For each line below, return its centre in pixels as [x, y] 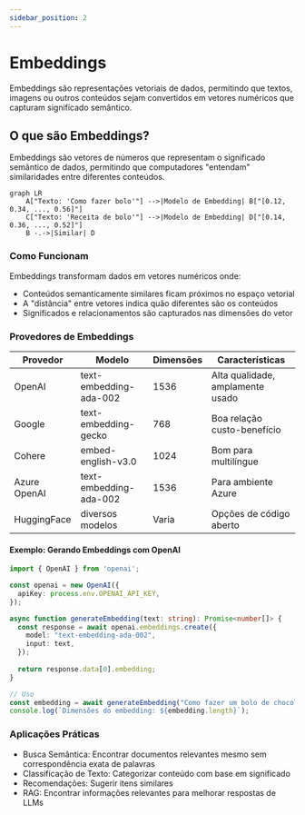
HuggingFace [43, 519]
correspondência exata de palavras [89, 763]
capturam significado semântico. [71, 107]
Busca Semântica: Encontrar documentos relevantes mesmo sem [144, 754]
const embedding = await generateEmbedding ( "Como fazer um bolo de [140, 702]
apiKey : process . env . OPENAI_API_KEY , [89, 593]
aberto [226, 525]
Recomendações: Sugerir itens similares [98, 783]
